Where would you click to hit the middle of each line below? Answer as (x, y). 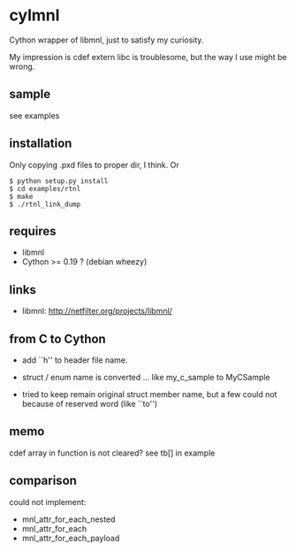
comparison (43, 481)
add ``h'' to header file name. (75, 360)
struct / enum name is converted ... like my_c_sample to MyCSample (146, 377)
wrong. (22, 66)
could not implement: (48, 502)
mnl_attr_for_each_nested (68, 519)
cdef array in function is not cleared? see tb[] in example (112, 453)
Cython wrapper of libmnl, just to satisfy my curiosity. (106, 40)
